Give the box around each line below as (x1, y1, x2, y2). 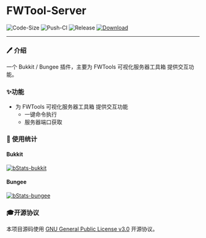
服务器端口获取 (24, 118, 63, 126)
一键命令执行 (24, 110, 57, 118)
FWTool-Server (6, 4, 87, 18)
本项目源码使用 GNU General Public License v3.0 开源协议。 (6, 225, 158, 233)
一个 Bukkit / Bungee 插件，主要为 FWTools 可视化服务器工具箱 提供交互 (6, 63, 189, 71)
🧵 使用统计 (6, 135, 38, 144)
